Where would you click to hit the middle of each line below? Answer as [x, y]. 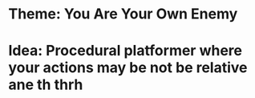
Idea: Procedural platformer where [125, 51]
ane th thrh [46, 85]
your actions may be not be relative [128, 68]
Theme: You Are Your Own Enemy [123, 14]
